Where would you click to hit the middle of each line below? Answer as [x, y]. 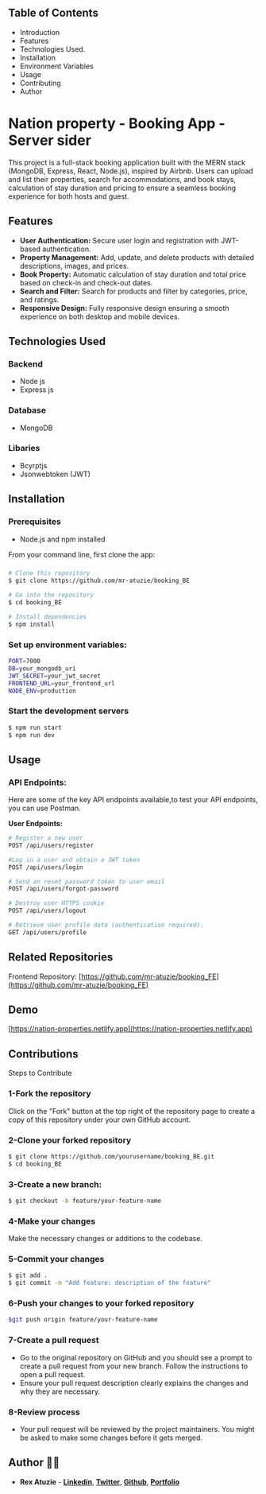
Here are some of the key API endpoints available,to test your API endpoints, [133, 800]
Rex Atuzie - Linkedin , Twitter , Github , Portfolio [100, 1481]
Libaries [24, 448]
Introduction [40, 32]
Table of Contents [54, 13]
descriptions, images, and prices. [74, 266]
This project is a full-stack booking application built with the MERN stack [127, 162]
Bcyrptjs [33, 465]
